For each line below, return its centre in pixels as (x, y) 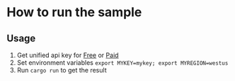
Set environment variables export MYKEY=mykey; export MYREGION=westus (122, 63)
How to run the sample (74, 12)
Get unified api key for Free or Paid (68, 55)
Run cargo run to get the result (62, 70)
